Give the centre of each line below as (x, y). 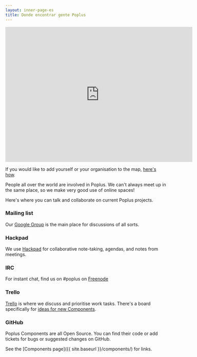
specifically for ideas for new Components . (51, 309)
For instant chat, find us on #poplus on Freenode (57, 279)
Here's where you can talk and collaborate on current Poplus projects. (79, 200)
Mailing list (19, 213)
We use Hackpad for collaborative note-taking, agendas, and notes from (82, 249)
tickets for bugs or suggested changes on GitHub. (58, 339)
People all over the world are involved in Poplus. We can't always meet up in (86, 184)
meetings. (16, 255)
